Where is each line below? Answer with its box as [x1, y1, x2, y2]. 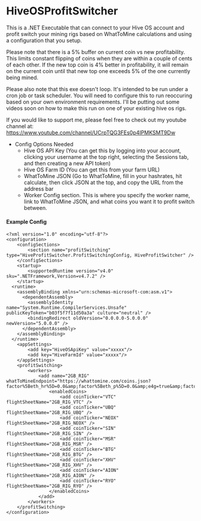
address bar [23, 185, 54, 192]
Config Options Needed [14, 140, 74, 147]
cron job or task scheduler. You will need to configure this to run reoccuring [6, 92, 193, 99]
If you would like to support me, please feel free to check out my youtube [6, 116, 187, 124]
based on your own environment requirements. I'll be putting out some [6, 98, 180, 106]
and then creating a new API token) [23, 159, 111, 167]
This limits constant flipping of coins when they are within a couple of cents [6, 55, 193, 62]
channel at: [6, 122, 34, 130]
